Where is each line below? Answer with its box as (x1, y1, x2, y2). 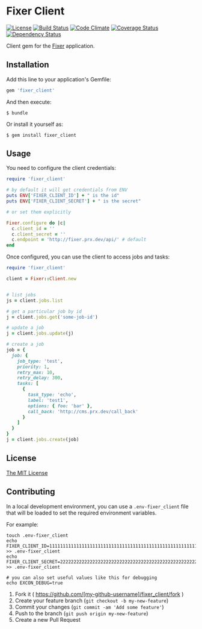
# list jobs (6, 292, 36, 298)
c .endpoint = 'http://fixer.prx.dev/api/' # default (11, 237, 147, 243)
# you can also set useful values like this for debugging (6, 574, 158, 581)
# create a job (6, 342, 44, 348)
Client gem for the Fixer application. (6, 42, 95, 49)
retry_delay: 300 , (17, 375, 63, 381)
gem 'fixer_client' (6, 87, 55, 93)
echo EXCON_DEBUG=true (6, 580, 63, 586)
